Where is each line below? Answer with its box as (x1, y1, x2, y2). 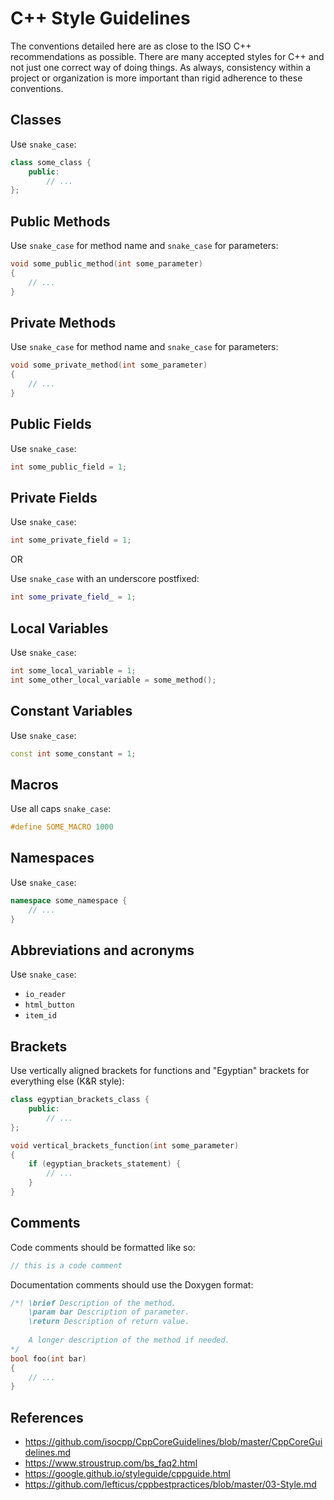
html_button (24, 1000, 75, 1011)
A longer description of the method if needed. (28, 1335, 230, 1346)
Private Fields (10, 489, 98, 506)
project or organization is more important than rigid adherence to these (10, 72, 303, 84)
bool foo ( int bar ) (10, 1353, 87, 1364)
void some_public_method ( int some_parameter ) (10, 259, 203, 269)
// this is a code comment (10, 1260, 123, 1271)
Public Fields (10, 416, 92, 433)
